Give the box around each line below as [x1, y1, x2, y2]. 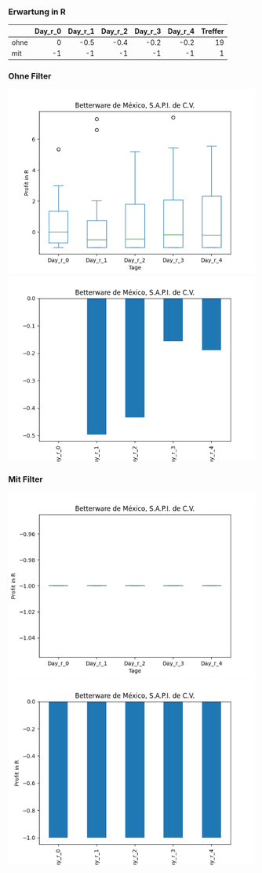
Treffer [201, 26, 225, 35]
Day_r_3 [134, 26, 162, 35]
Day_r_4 [167, 26, 195, 35]
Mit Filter [8, 474, 43, 485]
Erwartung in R [8, 6, 66, 17]
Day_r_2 [100, 26, 128, 35]
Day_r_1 [67, 26, 95, 35]
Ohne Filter [8, 70, 52, 81]
